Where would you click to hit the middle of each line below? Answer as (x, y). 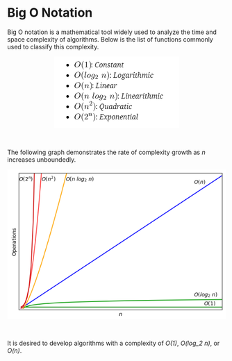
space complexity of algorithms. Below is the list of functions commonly (110, 39)
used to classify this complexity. (53, 47)
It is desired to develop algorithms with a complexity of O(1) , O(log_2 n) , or (114, 343)
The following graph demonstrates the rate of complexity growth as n (107, 152)
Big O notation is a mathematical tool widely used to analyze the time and (112, 32)
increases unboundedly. (42, 159)
